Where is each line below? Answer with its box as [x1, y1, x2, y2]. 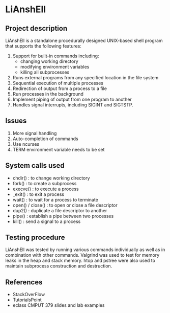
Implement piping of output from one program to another [12, 96, 132, 102]
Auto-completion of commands [12, 136, 78, 142]
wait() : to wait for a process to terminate [12, 196, 98, 203]
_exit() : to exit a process [12, 191, 65, 197]
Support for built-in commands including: [12, 53, 99, 59]
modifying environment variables [20, 64, 90, 70]
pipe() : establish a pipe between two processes [12, 213, 114, 219]
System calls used [5, 161, 65, 170]
